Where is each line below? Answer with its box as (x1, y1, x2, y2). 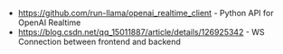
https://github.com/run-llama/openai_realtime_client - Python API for (17, 8, 274, 18)
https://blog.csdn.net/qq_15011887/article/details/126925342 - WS (17, 27, 265, 37)
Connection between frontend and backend (17, 36, 181, 47)
